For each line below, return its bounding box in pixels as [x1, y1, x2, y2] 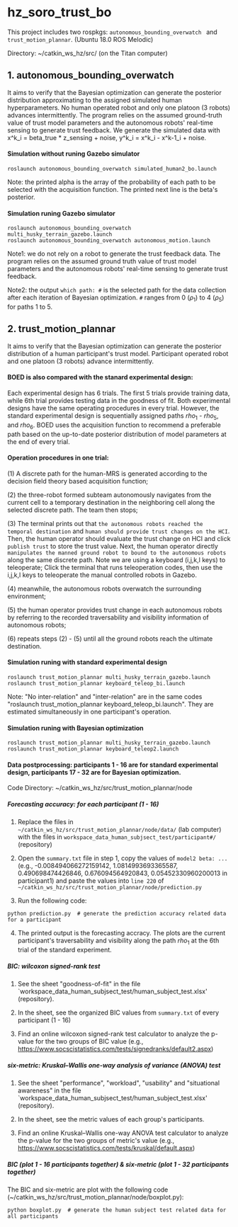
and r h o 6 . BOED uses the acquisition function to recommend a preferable [7, 421, 221, 430]
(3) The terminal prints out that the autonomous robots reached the [7, 519, 203, 527]
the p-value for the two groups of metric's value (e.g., [17, 1136, 175, 1145]
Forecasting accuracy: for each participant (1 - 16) [7, 799, 159, 808]
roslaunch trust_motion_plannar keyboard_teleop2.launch [7, 746, 179, 753]
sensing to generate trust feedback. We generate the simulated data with [7, 125, 221, 135]
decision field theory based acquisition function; [7, 476, 149, 485]
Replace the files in [17, 818, 74, 826]
